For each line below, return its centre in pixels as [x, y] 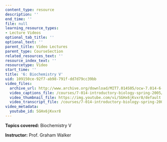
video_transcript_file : [34, 102]
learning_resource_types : [32, 28]
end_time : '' [19, 19]
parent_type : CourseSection [34, 51]
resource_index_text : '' [31, 61]
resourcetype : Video [27, 65]
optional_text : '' [24, 42]
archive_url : [23, 88]
